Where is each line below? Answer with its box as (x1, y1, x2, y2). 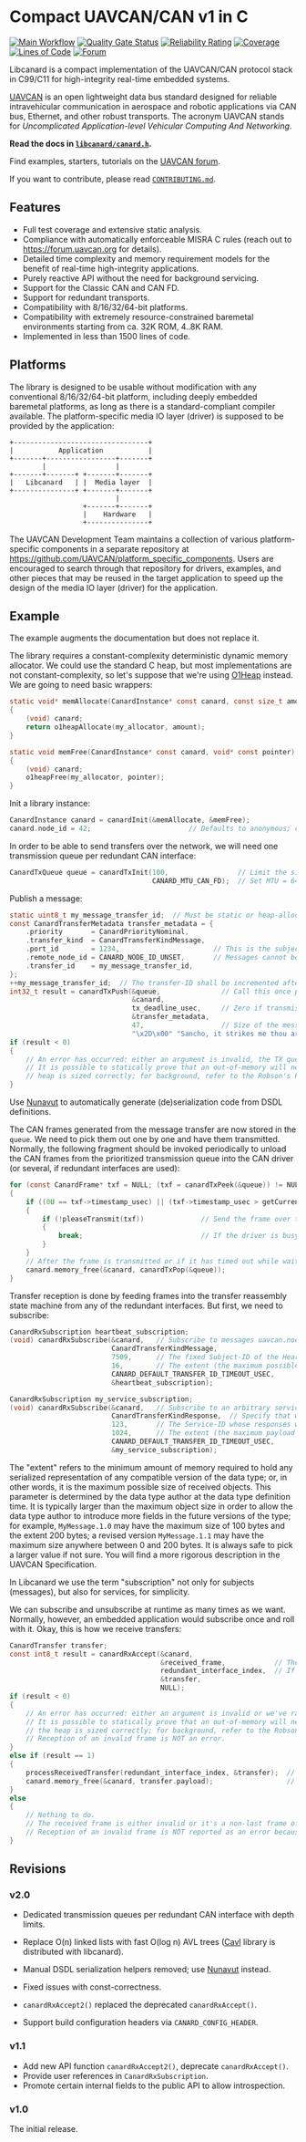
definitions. (9, 1107, 52, 1117)
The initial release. (9, 2124, 78, 2135)
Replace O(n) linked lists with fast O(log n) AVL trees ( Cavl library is (22, 1937, 276, 1948)
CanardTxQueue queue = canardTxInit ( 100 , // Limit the (9, 868, 287, 877)
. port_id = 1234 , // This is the (25, 944, 271, 954)
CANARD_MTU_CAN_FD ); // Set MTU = (151, 876, 287, 886)
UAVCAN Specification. (9, 1558, 97, 1570)
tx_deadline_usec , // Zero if (131, 1003, 262, 1014)
